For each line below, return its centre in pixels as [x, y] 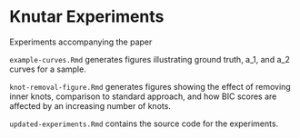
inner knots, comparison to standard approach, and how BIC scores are [143, 96]
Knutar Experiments [87, 17]
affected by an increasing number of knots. [90, 105]
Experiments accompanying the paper [81, 42]
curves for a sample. [48, 69]
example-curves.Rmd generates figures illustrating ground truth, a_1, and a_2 [150, 59]
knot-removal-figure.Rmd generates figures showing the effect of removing [150, 86]
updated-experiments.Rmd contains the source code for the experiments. [144, 123]
